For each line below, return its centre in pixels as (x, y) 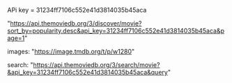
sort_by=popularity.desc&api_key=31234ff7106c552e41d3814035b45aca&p (116, 31)
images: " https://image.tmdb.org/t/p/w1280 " (71, 52)
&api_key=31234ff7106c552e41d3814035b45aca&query (88, 72)
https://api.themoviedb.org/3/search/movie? (96, 65)
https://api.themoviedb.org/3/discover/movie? (76, 23)
